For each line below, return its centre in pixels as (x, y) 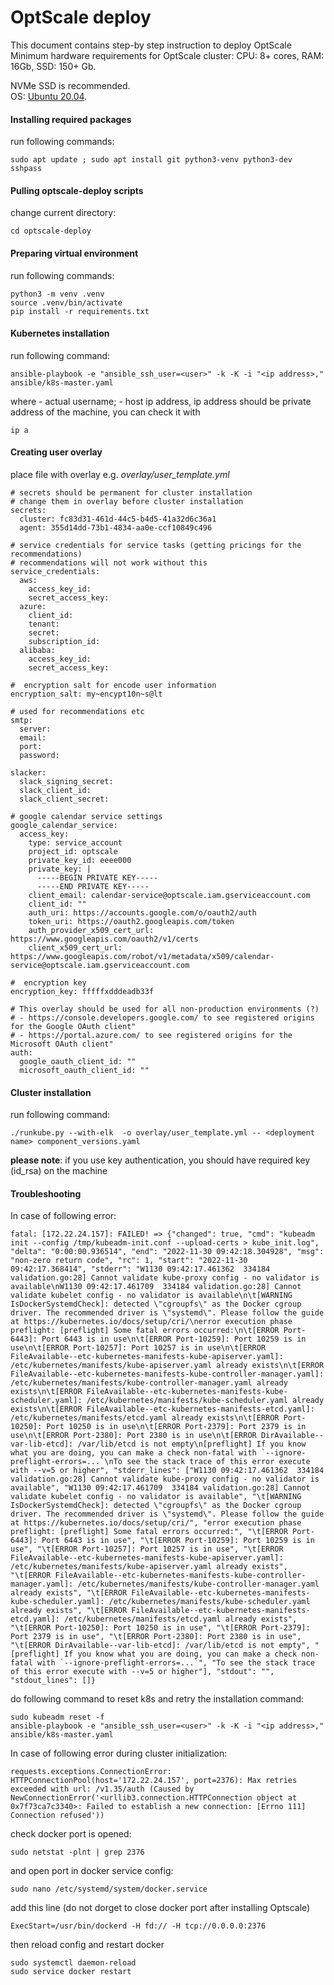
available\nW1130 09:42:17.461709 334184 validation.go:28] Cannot (156, 1287)
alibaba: (37, 650)
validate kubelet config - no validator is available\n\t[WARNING (151, 1296)
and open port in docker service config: (92, 1871)
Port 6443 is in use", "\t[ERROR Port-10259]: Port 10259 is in (178, 1541)
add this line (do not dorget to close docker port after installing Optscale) (160, 1908)
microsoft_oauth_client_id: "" (84, 1070)
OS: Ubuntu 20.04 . (49, 96)
